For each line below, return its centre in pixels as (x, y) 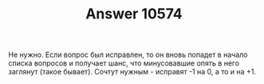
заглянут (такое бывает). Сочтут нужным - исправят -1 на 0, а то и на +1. (132, 72)
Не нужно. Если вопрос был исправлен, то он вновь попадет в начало (128, 55)
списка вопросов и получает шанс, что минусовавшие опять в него (124, 63)
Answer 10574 (134, 14)
